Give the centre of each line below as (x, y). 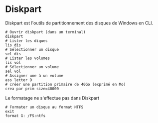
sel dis (13, 54)
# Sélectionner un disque (32, 49)
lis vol (13, 62)
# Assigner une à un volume (34, 76)
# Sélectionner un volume (32, 67)
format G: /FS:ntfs (25, 116)
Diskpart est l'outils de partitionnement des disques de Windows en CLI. (79, 23)
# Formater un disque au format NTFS (44, 107)
